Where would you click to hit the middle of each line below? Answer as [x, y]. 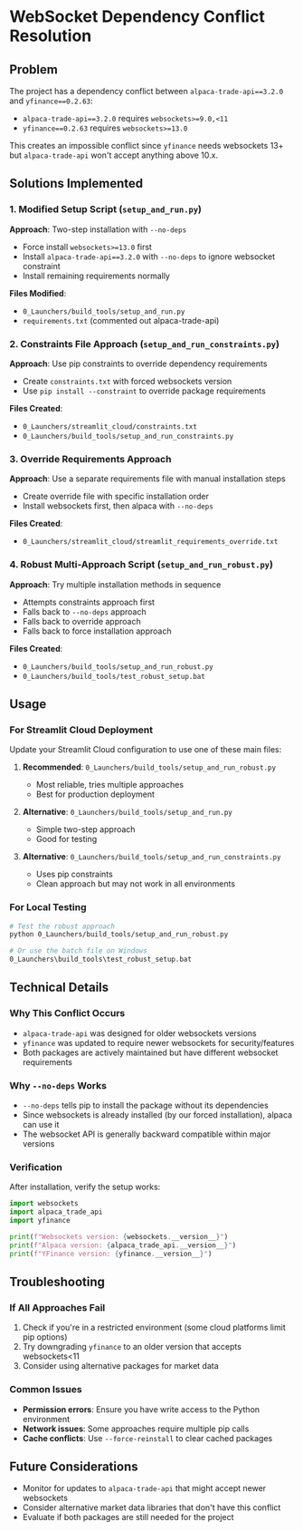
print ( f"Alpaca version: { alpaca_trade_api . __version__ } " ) [123, 1245]
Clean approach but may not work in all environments [136, 884]
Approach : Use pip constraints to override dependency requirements [138, 363]
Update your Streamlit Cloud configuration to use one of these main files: [146, 750]
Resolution [51, 36]
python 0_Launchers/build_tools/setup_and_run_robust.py [119, 935]
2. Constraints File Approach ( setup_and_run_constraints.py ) [145, 344]
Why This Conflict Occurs [67, 1013]
